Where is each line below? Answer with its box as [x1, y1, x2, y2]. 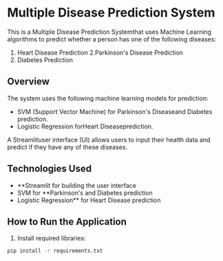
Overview [7, 76, 50, 88]
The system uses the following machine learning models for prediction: [7, 94, 209, 102]
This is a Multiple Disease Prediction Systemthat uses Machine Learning [7, 28, 212, 36]
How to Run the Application [7, 215, 127, 227]
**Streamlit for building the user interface [17, 181, 136, 189]
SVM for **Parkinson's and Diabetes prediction [17, 188, 153, 197]
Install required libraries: [17, 234, 86, 242]
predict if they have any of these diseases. [7, 143, 128, 151]
